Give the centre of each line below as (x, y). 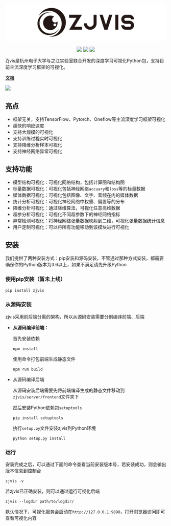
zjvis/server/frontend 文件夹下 (46, 396)
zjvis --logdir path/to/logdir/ (40, 501)
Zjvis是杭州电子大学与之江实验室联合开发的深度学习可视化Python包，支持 (82, 60)
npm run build (28, 369)
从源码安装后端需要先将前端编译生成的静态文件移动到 (69, 390)
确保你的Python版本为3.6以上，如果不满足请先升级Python (66, 265)
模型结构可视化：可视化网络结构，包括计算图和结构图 (69, 182)
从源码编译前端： (31, 327)
